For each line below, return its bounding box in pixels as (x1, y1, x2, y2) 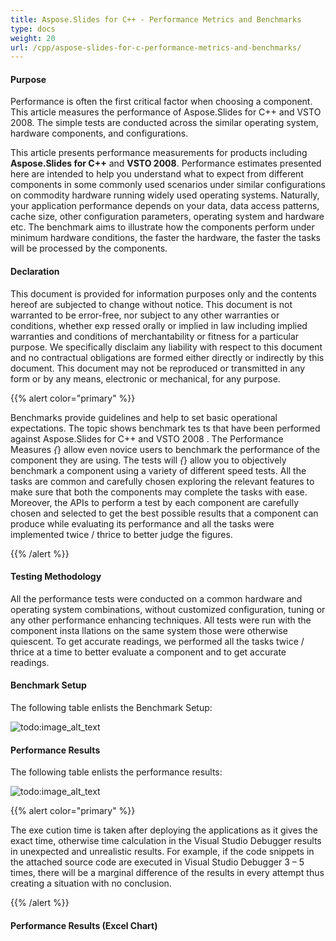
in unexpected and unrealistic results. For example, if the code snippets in (10, 846, 315, 858)
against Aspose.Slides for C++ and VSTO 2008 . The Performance (10, 432, 284, 445)
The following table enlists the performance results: (10, 766, 223, 778)
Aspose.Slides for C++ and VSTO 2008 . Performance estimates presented (10, 157, 322, 170)
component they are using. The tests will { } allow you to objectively (10, 454, 287, 466)
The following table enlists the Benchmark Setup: (10, 702, 213, 714)
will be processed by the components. (10, 242, 168, 255)
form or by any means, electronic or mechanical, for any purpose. (10, 372, 281, 385)
